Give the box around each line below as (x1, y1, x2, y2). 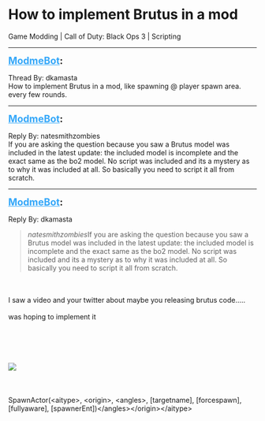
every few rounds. (8, 89, 67, 99)
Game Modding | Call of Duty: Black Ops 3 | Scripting (8, 32, 181, 41)
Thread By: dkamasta (8, 73, 78, 82)
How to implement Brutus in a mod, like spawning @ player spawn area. (8, 81, 242, 91)
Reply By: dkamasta (8, 214, 73, 224)
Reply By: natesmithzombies (8, 131, 101, 140)
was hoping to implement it (8, 311, 96, 321)
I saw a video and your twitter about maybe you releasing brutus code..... (8, 295, 246, 304)
